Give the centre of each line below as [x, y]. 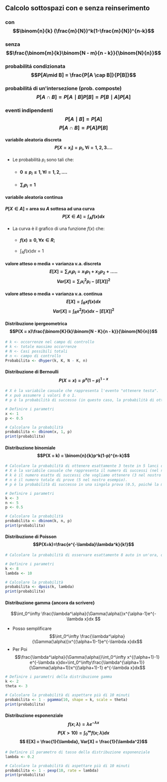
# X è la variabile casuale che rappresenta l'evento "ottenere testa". [82, 391]
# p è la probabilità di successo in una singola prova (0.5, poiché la [82, 484]
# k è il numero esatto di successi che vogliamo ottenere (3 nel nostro [83, 475]
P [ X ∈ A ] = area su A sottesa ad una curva [50, 209]
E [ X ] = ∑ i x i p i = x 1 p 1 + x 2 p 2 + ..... [83, 272]
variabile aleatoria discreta [33, 140]
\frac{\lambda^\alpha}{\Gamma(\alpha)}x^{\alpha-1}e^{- [99, 614]
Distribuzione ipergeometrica [36, 324]
